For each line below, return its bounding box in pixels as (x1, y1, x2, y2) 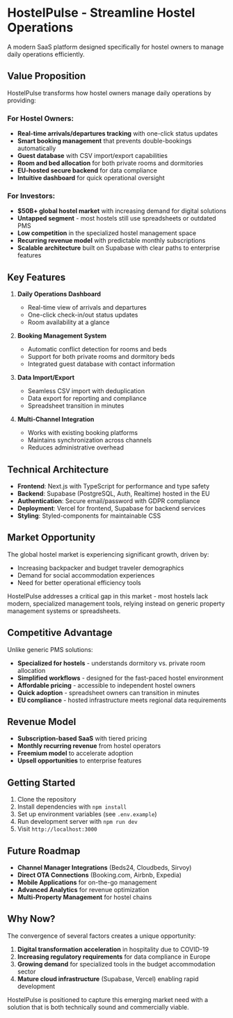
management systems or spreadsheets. (7, 607, 121, 615)
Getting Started (7, 777, 76, 788)
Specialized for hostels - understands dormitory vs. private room (17, 659, 206, 667)
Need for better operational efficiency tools (17, 578, 141, 587)
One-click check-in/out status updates (27, 311, 138, 319)
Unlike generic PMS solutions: (7, 645, 93, 653)
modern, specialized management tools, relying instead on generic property (7, 599, 225, 607)
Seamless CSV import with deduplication (27, 387, 145, 395)
